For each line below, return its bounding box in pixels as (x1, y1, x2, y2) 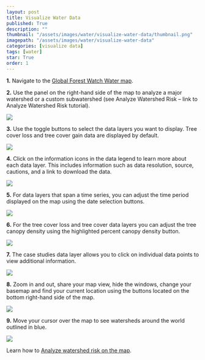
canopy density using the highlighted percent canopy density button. (6, 227, 181, 235)
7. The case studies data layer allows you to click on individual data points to (6, 251, 199, 258)
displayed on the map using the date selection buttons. (6, 197, 145, 205)
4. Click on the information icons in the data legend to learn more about (6, 155, 187, 162)
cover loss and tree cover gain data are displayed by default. (6, 131, 159, 139)
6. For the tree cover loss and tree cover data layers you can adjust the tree (6, 221, 197, 228)
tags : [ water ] (6, 49, 43, 55)
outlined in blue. (6, 323, 47, 331)
